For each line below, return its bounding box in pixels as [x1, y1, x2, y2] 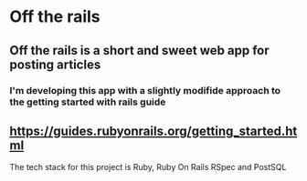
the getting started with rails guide [9, 96, 166, 108]
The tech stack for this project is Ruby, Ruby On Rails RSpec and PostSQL [9, 162, 287, 173]
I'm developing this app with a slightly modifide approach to [9, 84, 281, 96]
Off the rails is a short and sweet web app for [9, 43, 270, 58]
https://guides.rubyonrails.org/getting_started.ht [9, 123, 298, 138]
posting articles [9, 56, 101, 72]
